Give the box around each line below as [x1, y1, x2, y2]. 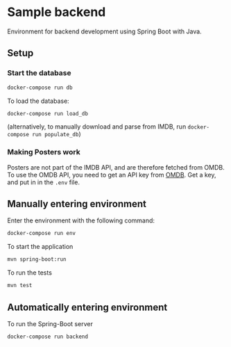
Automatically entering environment [7, 301, 168, 313]
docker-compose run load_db [7, 110, 89, 117]
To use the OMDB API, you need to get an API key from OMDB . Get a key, [7, 170, 216, 179]
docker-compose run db [7, 84, 73, 91]
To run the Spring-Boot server [7, 319, 94, 328]
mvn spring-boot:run [7, 256, 67, 263]
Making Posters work [7, 147, 81, 157]
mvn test [7, 282, 33, 289]
